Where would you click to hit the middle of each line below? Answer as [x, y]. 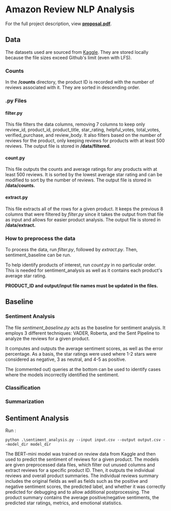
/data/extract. [20, 225]
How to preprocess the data [40, 238]
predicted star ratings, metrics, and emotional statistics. [64, 503]
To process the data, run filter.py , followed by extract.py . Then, [71, 249]
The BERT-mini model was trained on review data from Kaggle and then [80, 454]
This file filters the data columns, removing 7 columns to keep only [75, 125]
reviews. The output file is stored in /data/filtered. [58, 146]
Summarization [25, 402]
